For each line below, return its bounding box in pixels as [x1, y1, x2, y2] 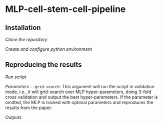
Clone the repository [5, 36, 47, 42]
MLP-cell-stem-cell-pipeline [5, 3, 126, 15]
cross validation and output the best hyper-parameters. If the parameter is [5, 94, 158, 100]
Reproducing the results [5, 61, 82, 69]
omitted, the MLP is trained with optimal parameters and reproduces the [5, 99, 153, 105]
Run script [5, 74, 26, 80]
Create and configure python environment [5, 46, 92, 52]
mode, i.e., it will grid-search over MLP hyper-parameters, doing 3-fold [5, 89, 151, 95]
